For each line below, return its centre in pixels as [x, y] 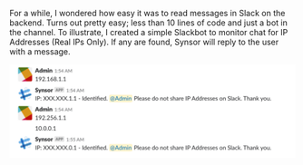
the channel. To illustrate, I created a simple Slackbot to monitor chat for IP [149, 32]
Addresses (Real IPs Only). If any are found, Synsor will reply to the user [144, 42]
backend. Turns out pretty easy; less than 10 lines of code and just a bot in [149, 23]
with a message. [40, 52]
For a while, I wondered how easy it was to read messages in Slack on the [147, 13]
